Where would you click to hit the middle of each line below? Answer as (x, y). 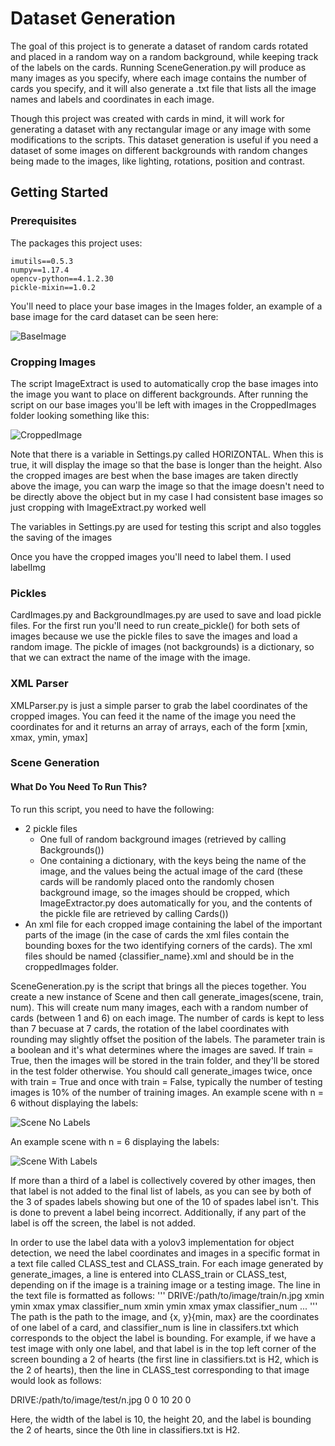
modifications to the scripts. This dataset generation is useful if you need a (164, 139)
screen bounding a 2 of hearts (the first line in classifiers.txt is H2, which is (164, 1359)
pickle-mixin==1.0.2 (53, 287)
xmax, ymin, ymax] (49, 737)
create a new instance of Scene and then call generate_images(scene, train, (167, 996)
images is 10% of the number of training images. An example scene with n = (167, 1092)
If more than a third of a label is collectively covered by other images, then (163, 1180)
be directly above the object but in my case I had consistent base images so (167, 496)
